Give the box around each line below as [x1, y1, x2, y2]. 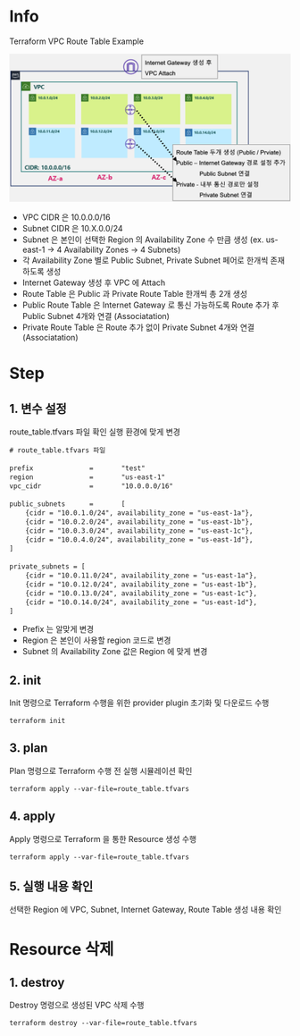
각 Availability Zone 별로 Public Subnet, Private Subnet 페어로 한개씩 [21, 255, 269, 265]
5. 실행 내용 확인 [9, 879, 94, 895]
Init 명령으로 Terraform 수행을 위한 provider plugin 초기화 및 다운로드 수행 [9, 697, 270, 708]
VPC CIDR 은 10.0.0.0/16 [21, 212, 111, 223]
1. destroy [9, 975, 65, 990]
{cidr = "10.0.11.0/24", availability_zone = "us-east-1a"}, [25, 571, 257, 580]
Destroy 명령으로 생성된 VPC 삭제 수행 [9, 999, 145, 1011]
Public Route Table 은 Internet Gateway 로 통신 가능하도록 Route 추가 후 [21, 299, 279, 310]
